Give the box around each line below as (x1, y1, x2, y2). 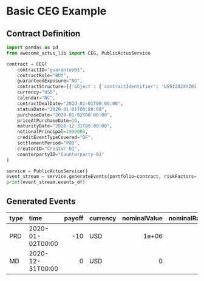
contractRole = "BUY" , (17, 72, 69, 78)
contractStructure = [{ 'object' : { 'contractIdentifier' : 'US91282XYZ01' (17, 84, 200, 90)
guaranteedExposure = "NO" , (17, 78, 83, 84)
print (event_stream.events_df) (6, 179, 86, 186)
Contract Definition (6, 29, 81, 39)
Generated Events (6, 196, 76, 206)
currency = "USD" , (17, 89, 59, 95)
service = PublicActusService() (6, 168, 88, 174)
